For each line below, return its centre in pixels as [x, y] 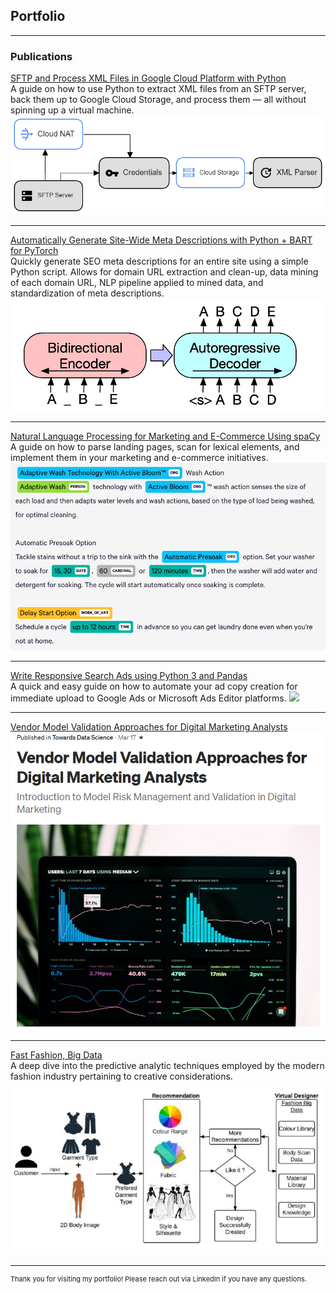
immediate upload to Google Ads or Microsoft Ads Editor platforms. [148, 698]
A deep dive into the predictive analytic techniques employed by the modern [167, 1066]
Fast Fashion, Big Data [56, 1055]
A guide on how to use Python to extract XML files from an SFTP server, [158, 89]
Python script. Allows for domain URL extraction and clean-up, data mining [164, 272]
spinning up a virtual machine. [72, 110]
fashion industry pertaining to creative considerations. [121, 1076]
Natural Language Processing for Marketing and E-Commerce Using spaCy [165, 436]
